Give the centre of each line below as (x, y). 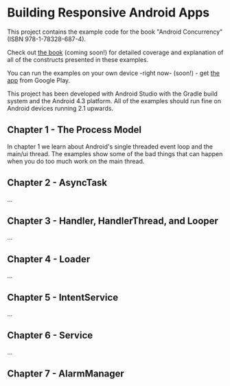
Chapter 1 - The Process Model (74, 130)
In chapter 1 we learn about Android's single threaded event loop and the (110, 147)
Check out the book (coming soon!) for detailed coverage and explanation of (115, 52)
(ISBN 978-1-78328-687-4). (47, 39)
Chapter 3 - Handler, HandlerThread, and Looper (113, 221)
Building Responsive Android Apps (108, 13)
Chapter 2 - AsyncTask (57, 183)
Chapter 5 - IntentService (63, 297)
